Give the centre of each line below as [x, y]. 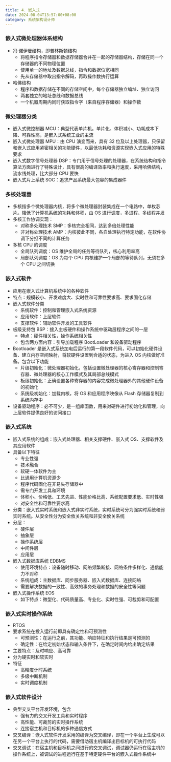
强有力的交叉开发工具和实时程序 [54, 716]
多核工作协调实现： [33, 219]
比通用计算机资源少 [41, 478]
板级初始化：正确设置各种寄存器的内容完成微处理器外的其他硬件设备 [92, 380]
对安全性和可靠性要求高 [45, 503]
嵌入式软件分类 [28, 303]
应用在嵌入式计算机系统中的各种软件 [51, 291]
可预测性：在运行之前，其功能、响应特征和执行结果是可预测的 [85, 638]
